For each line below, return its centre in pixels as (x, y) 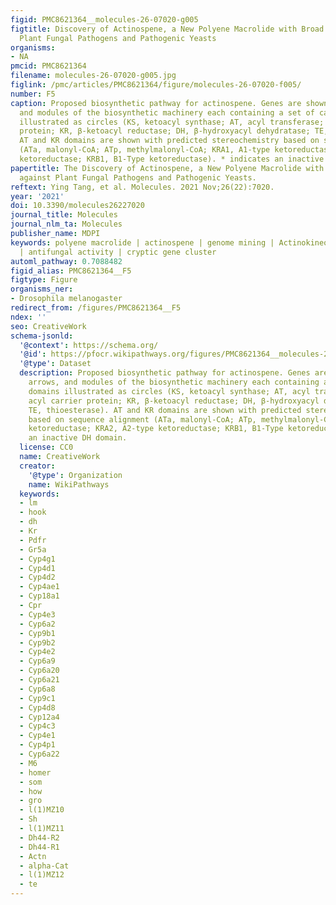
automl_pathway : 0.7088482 (66, 261)
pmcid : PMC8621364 (48, 66)
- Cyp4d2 (37, 577)
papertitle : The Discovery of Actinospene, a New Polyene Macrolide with (167, 168)
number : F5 (33, 94)
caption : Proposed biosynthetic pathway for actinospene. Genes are (156, 103)
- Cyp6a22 (39, 754)
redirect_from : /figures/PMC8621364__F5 (96, 308)
